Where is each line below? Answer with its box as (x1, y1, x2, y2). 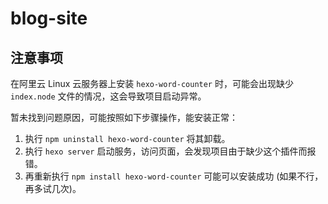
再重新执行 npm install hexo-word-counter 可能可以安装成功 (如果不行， (24, 170, 324, 182)
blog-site (10, 7, 88, 30)
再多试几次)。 (24, 183, 82, 194)
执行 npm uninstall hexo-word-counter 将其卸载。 (24, 133, 231, 144)
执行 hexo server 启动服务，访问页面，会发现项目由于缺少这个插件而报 (24, 145, 317, 157)
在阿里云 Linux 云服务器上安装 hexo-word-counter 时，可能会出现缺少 (10, 78, 294, 89)
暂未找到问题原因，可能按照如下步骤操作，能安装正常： (10, 112, 238, 123)
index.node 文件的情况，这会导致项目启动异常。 (10, 90, 207, 102)
